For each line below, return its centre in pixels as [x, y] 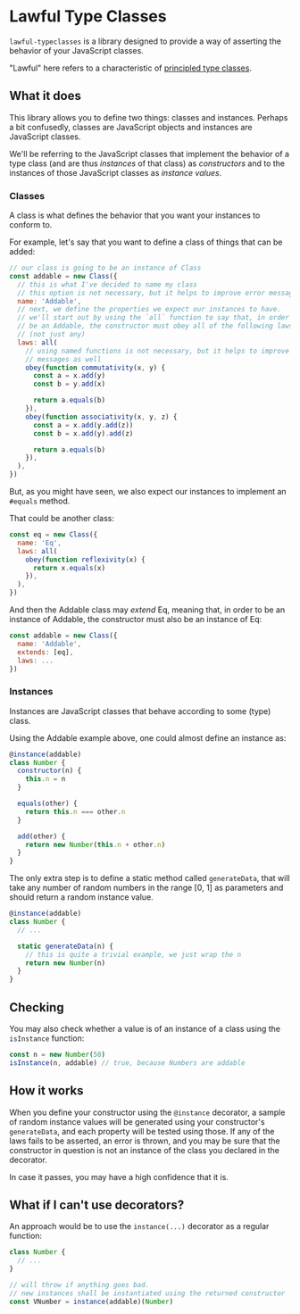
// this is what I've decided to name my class [108, 284]
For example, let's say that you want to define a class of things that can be [146, 242]
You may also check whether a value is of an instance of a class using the [145, 1029]
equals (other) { [47, 804]
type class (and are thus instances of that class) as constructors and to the [147, 163]
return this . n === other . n [75, 811]
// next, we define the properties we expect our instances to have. [149, 310]
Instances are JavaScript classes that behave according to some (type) [140, 711]
